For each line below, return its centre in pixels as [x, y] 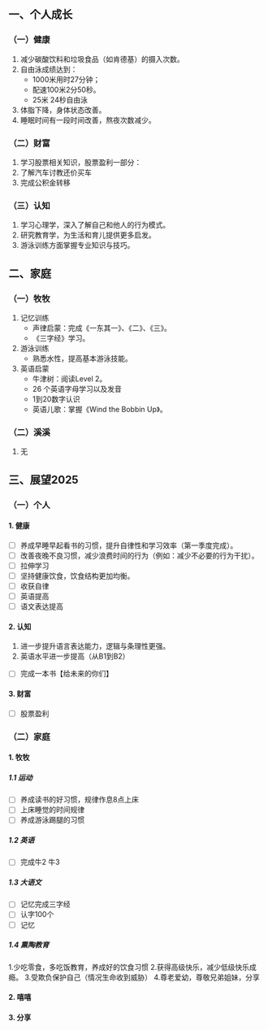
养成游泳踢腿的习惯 [52, 820]
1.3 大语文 [25, 882]
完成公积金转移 [45, 182]
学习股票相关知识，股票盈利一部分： [81, 162]
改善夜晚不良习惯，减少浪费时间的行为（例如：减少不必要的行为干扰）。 [139, 555]
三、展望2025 [43, 479]
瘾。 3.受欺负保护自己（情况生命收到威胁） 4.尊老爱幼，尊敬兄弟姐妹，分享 [134, 977]
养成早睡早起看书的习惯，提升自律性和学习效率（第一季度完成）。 [129, 545]
